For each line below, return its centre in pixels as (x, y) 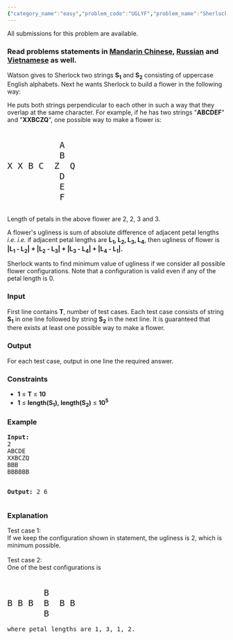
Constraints (28, 379)
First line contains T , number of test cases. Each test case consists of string (115, 311)
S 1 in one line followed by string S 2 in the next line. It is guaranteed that (109, 320)
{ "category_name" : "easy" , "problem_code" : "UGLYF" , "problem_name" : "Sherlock (118, 14)
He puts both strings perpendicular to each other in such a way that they (111, 105)
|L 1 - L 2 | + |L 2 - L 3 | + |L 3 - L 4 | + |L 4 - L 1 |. (65, 249)
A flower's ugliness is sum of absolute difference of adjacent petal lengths (113, 232)
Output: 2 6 (27, 492)
